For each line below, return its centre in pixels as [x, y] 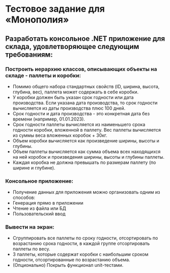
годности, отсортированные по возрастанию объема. [72, 260]
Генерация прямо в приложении [48, 203]
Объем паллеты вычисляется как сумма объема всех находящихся [87, 152]
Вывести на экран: [30, 227]
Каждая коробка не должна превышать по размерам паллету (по [84, 162]
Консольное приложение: [39, 181]
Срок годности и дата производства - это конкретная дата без [81, 113]
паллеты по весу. [31, 249]
